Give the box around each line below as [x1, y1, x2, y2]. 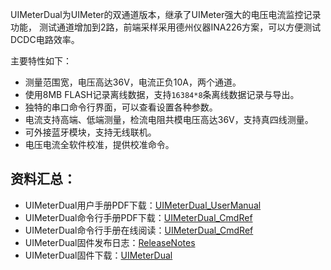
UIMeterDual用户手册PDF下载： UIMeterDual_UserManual [24, 199, 262, 211]
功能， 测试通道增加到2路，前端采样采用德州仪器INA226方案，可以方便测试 [10, 21, 322, 33]
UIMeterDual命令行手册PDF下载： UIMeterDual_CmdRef [24, 211, 253, 223]
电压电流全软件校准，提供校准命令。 [24, 139, 175, 150]
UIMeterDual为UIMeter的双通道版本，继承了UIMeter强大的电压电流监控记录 [10, 9, 322, 20]
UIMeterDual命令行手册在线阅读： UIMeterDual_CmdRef [24, 224, 254, 236]
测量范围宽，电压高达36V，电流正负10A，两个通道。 [24, 76, 242, 88]
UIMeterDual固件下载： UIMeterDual [24, 249, 173, 261]
